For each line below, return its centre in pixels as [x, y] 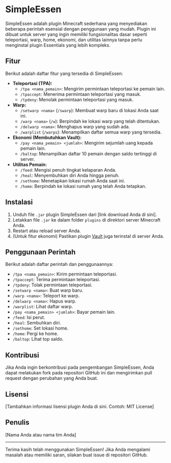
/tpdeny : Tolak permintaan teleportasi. [52, 285]
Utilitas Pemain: [30, 165]
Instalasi [19, 202]
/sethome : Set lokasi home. [40, 328]
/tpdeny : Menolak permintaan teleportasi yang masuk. [77, 99]
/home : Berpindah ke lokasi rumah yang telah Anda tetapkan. [83, 186]
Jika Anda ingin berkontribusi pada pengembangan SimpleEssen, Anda [80, 367]
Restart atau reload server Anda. [47, 231]
